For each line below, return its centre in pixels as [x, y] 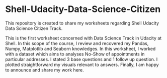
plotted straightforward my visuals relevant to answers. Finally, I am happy [82, 64]
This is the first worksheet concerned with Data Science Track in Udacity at [83, 38]
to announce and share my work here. [45, 70]
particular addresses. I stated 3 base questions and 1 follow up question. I [81, 59]
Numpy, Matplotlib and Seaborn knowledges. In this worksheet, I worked [80, 48]
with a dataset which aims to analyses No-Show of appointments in [75, 54]
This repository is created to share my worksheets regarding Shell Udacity [82, 23]
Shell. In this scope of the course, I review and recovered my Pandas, [77, 43]
